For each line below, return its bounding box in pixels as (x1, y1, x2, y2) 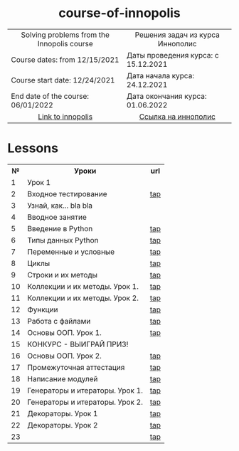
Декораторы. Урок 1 (27, 408, 98, 418)
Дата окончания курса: (126, 91, 208, 101)
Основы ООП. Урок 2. (27, 351, 102, 361)
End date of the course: (11, 91, 90, 101)
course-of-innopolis (58, 5, 181, 21)
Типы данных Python (27, 235, 99, 245)
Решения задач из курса (134, 30, 221, 40)
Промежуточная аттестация (27, 362, 125, 372)
